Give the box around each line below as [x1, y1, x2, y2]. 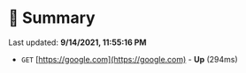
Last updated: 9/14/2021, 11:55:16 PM [8, 37, 147, 47]
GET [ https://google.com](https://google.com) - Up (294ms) [20, 54, 238, 64]
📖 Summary [8, 8, 96, 28]
